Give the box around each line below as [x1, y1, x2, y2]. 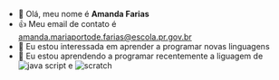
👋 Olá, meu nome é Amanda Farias [17, 9, 149, 19]
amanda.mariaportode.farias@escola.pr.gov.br [17, 31, 192, 42]
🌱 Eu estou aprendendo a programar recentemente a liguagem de [17, 50, 264, 61]
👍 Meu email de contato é [17, 19, 117, 29]
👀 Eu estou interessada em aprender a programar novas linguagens [17, 41, 270, 51]
